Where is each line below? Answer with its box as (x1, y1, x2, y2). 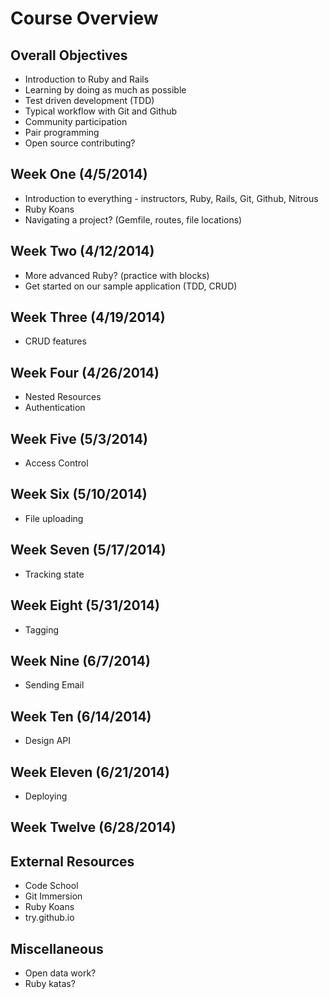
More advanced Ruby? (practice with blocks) (24, 269, 210, 281)
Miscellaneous (10, 940, 104, 957)
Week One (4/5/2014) (10, 166, 148, 183)
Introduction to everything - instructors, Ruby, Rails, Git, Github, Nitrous (24, 192, 319, 204)
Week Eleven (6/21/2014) (10, 763, 170, 781)
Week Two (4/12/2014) (10, 243, 155, 260)
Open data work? (24, 967, 97, 979)
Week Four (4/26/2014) (10, 364, 160, 381)
